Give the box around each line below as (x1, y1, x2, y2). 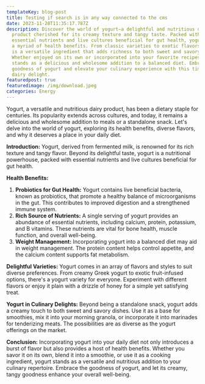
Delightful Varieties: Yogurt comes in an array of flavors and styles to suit (6, 263, 193, 270)
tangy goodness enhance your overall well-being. (6, 371, 131, 378)
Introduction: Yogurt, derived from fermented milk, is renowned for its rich (6, 143, 194, 150)
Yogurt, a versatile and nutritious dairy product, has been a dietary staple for (6, 105, 199, 112)
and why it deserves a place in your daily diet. (6, 131, 122, 138)
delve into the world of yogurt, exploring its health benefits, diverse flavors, (6, 125, 196, 132)
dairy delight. (12, 71, 51, 78)
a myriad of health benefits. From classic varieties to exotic (12, 43, 179, 49)
